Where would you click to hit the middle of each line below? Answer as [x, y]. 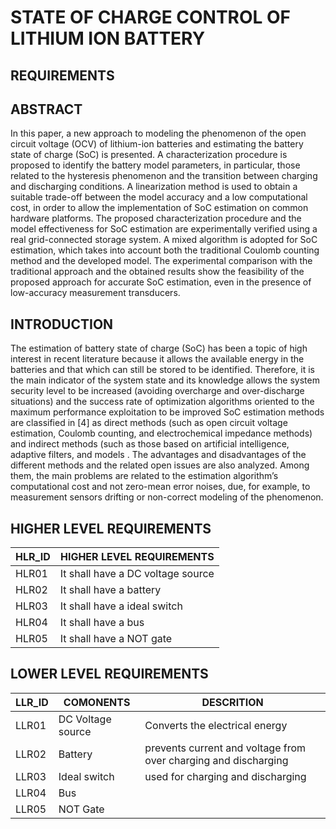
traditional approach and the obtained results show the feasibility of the [157, 272]
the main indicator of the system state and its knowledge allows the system [165, 380]
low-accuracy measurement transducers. [95, 293]
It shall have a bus [102, 623]
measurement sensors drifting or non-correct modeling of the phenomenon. [167, 497]
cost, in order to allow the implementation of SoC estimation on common [159, 208]
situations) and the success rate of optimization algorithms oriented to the [162, 402]
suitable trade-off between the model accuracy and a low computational [159, 197]
